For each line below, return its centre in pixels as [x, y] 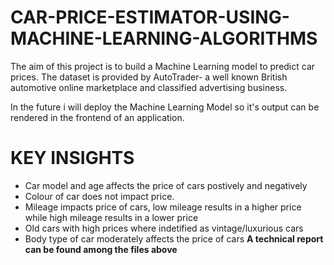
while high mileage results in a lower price [111, 217]
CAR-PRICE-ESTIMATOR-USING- [150, 17]
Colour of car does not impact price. [99, 196]
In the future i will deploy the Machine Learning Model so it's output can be [165, 107]
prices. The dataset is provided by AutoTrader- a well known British [149, 77]
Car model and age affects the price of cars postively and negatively [166, 185]
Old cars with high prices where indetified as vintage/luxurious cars [164, 228]
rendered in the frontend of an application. [97, 117]
